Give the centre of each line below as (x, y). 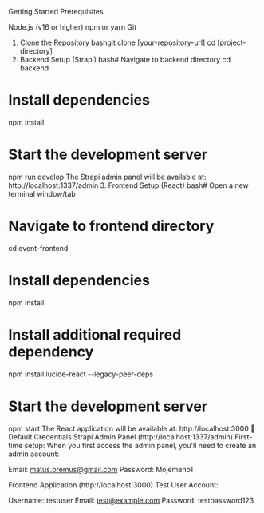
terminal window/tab (42, 193)
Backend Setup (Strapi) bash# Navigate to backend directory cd (125, 60)
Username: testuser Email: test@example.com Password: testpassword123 (131, 500)
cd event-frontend (38, 248)
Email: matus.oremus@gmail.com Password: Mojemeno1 (101, 469)
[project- (232, 42)
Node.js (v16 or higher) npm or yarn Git (73, 27)
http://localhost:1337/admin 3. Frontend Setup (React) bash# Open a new (128, 185)
